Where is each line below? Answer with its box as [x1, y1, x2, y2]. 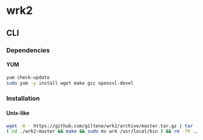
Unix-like [6, 109, 30, 116]
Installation [6, 95, 40, 103]
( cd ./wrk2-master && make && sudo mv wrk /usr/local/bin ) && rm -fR [6, 128, 190, 135]
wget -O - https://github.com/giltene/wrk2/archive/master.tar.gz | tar [6, 122, 193, 129]
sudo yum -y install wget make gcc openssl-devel [6, 80, 134, 86]
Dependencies [6, 46, 50, 55]
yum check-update [6, 74, 50, 81]
